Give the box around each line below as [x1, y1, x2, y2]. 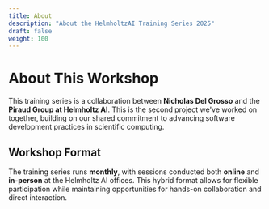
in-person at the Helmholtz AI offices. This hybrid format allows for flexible [8, 176, 258, 185]
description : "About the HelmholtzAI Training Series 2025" [8, 19, 216, 28]
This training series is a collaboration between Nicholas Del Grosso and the [8, 96, 260, 106]
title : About [8, 11, 53, 20]
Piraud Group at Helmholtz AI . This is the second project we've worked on [8, 104, 258, 114]
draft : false [8, 27, 53, 35]
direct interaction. [8, 193, 67, 203]
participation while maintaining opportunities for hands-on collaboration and [8, 184, 262, 194]
